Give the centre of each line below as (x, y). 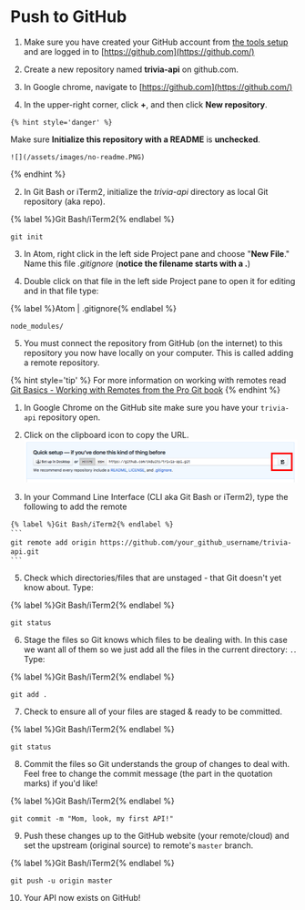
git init (27, 237)
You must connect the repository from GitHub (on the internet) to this (153, 343)
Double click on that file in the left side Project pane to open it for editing (159, 281)
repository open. (70, 417)
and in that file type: (61, 291)
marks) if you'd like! (61, 783)
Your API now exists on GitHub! (82, 898)
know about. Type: (58, 588)
